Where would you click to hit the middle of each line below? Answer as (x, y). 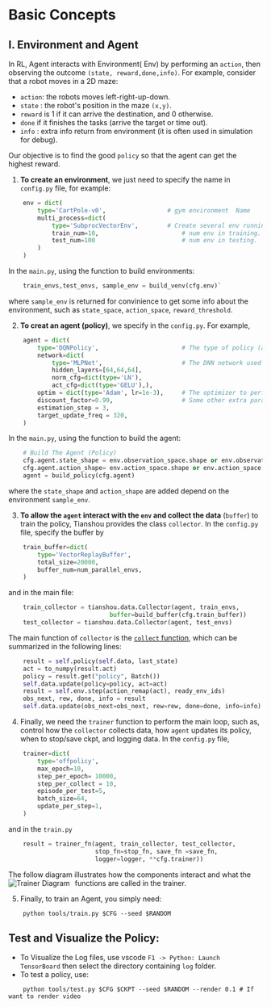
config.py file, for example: (65, 188)
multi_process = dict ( (72, 218)
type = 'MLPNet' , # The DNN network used (156, 363)
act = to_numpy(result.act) (70, 669)
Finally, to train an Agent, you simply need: (91, 899)
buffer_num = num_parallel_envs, (90, 570)
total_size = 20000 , (68, 562)
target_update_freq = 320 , (83, 415)
